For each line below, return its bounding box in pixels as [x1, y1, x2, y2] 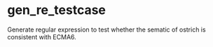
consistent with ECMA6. [7, 32, 77, 41]
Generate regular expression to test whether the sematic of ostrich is [7, 25, 206, 34]
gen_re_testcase [7, 2, 106, 18]
